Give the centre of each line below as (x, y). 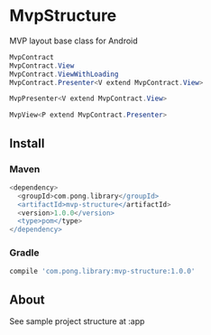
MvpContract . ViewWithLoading (64, 74)
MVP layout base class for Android (73, 41)
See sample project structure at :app (77, 321)
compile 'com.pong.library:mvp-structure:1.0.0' (102, 272)
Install (27, 143)
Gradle (24, 253)
